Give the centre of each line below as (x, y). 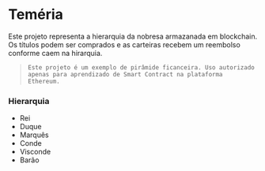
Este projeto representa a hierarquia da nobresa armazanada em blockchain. (133, 36)
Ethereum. (44, 81)
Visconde (35, 152)
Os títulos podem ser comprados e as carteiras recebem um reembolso (125, 44)
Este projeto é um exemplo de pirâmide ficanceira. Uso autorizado (141, 67)
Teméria (36, 15)
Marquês (34, 135)
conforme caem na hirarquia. (55, 53)
